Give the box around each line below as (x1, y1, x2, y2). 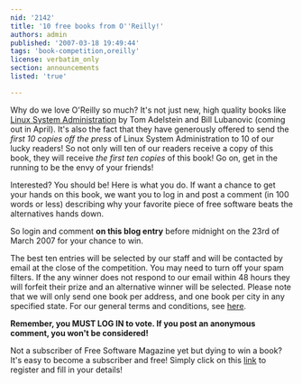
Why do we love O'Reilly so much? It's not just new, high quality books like (10, 105, 287, 115)
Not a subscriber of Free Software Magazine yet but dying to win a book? (10, 344, 283, 356)
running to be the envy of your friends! (10, 161, 154, 172)
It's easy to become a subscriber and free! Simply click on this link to (10, 354, 267, 365)
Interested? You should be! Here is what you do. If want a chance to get (10, 179, 276, 190)
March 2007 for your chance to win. (10, 235, 143, 246)
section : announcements (10, 64, 100, 73)
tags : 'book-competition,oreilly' (10, 47, 141, 56)
